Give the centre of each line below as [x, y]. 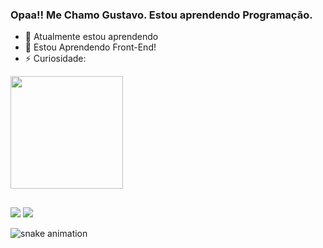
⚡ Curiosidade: [55, 59]
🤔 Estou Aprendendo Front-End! [90, 47]
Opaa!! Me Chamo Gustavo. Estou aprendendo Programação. [161, 15]
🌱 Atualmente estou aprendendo [91, 37]
